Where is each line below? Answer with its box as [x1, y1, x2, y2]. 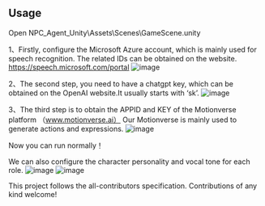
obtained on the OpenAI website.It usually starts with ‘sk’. [8, 88, 200, 98]
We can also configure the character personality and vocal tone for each [8, 157, 250, 166]
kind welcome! [8, 189, 58, 199]
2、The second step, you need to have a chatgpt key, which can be [8, 78, 233, 88]
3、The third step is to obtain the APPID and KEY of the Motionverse [8, 104, 237, 114]
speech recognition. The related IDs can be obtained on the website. [8, 53, 237, 63]
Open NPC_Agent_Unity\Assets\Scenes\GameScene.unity [8, 27, 201, 37]
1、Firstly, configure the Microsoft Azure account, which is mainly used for [8, 44, 257, 54]
